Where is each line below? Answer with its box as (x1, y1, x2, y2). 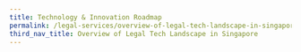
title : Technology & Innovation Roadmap (9, 12, 163, 22)
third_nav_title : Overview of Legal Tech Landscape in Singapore (9, 29, 258, 38)
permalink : (9, 21, 50, 30)
